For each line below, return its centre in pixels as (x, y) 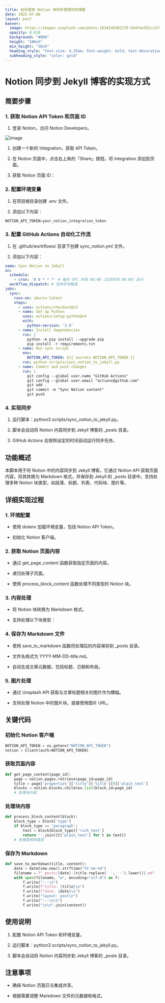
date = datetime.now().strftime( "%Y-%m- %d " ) (60, 868)
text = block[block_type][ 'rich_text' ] (64, 831)
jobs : (11, 289)
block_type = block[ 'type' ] (42, 821)
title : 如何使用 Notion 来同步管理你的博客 (45, 10)
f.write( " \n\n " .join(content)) (55, 905)
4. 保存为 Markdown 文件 (35, 634)
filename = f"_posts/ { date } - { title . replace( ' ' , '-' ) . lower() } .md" (84, 873)
